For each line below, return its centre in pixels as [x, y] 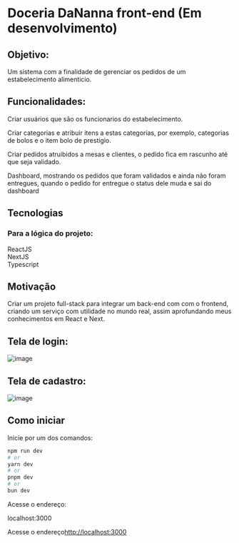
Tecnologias [35, 213]
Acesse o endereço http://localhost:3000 [67, 532]
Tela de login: [38, 341]
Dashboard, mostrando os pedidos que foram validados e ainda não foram [117, 176]
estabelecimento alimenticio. [50, 79]
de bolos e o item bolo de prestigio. [60, 140]
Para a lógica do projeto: [50, 233]
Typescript [23, 264]
